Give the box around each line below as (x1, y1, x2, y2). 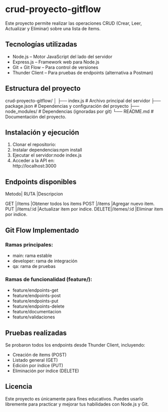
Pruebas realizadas (5, 328, 67, 337)
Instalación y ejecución (5, 128, 79, 136)
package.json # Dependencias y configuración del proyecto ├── (5, 103, 139, 109)
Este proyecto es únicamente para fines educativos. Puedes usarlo (5, 395, 143, 401)
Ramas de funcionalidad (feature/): (5, 276, 92, 283)
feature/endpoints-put (12, 298, 59, 304)
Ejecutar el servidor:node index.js (12, 152, 82, 158)
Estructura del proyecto (5, 84, 81, 93)
